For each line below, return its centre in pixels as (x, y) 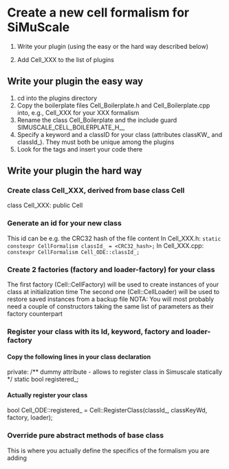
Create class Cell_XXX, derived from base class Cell (96, 191)
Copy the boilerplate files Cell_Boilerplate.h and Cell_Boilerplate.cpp (113, 105)
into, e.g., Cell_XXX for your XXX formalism (78, 112)
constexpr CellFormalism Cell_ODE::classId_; (73, 252)
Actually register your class (47, 395)
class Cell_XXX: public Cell (45, 205)
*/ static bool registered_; (43, 379)
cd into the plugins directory (57, 98)
